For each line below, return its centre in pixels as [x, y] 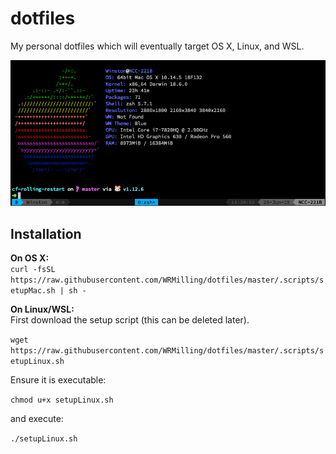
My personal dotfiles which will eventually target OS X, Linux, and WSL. [157, 46]
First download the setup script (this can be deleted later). [130, 320]
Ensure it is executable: [58, 380]
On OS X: [30, 258]
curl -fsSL [33, 270]
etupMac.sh [33, 291]
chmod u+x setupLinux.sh [62, 400]
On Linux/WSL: [42, 309]
